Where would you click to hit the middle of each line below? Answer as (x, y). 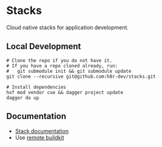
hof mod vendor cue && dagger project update (65, 92)
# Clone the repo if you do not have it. (59, 60)
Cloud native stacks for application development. (68, 27)
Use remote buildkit (39, 137)
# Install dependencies (36, 87)
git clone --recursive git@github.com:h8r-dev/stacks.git (81, 77)
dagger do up (23, 98)
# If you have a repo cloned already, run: (62, 66)
